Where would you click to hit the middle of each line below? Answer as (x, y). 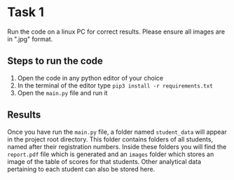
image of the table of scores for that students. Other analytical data (104, 161)
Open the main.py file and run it (62, 92)
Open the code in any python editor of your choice (90, 78)
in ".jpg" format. (30, 39)
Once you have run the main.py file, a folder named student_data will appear (117, 132)
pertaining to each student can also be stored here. (81, 169)
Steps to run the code (55, 61)
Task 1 (26, 12)
